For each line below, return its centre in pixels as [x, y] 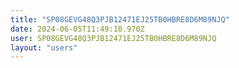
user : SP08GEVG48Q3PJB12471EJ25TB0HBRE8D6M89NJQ [113, 38]
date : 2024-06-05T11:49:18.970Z [77, 29]
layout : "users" [44, 47]
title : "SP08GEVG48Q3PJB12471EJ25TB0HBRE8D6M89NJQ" [120, 19]
